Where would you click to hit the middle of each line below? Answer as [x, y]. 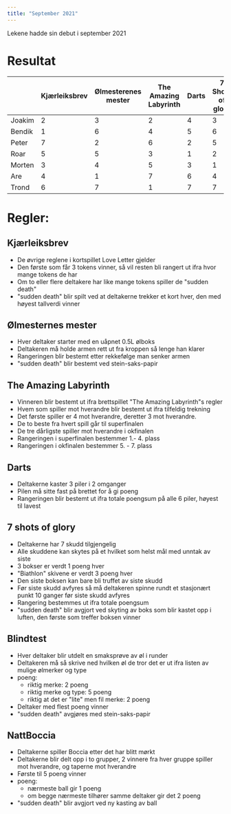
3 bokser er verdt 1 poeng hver [60, 566]
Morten [22, 164]
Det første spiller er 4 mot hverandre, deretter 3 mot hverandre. [107, 416]
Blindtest [27, 639]
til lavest [29, 506]
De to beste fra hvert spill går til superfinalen [80, 424]
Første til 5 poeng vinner [52, 774]
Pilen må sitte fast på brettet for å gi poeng [78, 491]
